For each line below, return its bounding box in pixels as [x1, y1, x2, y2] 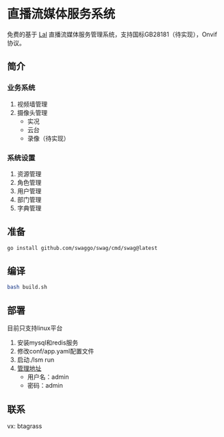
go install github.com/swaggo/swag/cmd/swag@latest [7, 245, 158, 251]
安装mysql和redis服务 [16, 338, 79, 347]
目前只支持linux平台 [7, 324, 63, 332]
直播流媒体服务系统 [7, 6, 116, 22]
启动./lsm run [16, 355, 55, 364]
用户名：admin [27, 373, 69, 381]
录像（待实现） [27, 134, 70, 142]
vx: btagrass [7, 422, 42, 430]
